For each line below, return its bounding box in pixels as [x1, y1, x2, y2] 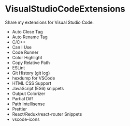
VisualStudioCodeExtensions [5, 3, 126, 15]
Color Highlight [12, 54, 43, 60]
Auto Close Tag [12, 29, 43, 34]
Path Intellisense [12, 101, 45, 107]
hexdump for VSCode [12, 75, 56, 81]
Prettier [12, 106, 27, 112]
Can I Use [12, 44, 32, 50]
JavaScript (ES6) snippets [12, 85, 64, 91]
